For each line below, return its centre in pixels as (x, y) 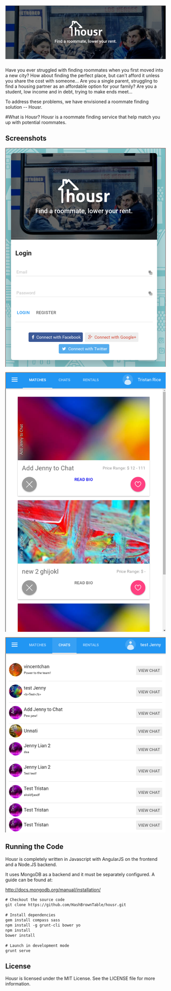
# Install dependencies (31, 915)
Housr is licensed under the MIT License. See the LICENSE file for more (80, 978)
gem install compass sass (33, 920)
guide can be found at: (29, 880)
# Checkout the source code (35, 900)
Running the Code (34, 847)
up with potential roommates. (36, 122)
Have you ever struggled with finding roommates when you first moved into (84, 70)
